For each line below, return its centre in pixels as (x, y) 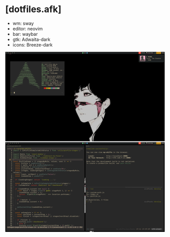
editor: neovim (28, 28)
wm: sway (23, 23)
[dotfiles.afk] (33, 9)
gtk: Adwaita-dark (31, 39)
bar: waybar (25, 34)
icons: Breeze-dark (33, 44)
